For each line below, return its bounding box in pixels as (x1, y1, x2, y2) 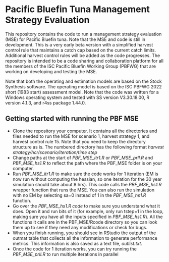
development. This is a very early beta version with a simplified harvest (5, 41, 153, 47)
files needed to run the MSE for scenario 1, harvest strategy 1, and (12, 133, 150, 139)
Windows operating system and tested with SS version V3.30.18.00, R (5, 94, 150, 100)
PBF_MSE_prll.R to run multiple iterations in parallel (12, 251, 119, 257)
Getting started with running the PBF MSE (5, 115, 139, 123)
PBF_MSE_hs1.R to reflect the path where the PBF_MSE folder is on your (12, 160, 162, 166)
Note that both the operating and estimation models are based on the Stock (5, 78, 162, 84)
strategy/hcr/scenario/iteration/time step (12, 149, 97, 155)
